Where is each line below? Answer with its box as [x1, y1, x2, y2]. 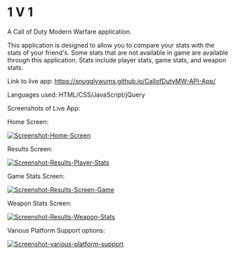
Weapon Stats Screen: [7, 199, 72, 207]
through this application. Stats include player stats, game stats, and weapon [7, 55, 227, 64]
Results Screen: [7, 144, 53, 153]
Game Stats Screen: [7, 172, 65, 180]
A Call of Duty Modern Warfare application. [7, 27, 132, 36]
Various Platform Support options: [7, 226, 105, 235]
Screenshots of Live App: [7, 104, 81, 112]
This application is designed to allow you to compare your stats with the [7, 41, 215, 49]
